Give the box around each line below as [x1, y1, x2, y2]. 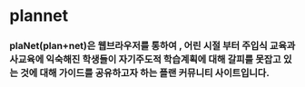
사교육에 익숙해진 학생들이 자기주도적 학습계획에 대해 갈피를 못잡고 [9, 53, 281, 66]
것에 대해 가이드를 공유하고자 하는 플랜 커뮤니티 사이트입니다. [19, 67, 270, 80]
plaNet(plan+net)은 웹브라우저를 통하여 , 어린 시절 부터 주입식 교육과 [9, 40, 296, 53]
